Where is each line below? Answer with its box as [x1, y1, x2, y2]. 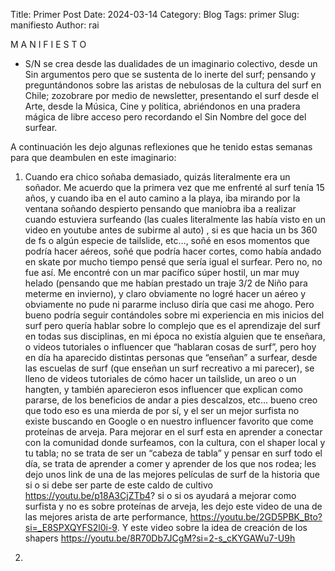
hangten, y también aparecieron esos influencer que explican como [24, 384, 304, 395]
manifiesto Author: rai [10, 19, 100, 31]
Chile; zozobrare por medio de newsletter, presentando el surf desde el [24, 90, 319, 101]
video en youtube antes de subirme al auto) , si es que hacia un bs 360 [24, 224, 318, 236]
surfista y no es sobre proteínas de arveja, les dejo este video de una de [24, 500, 323, 512]
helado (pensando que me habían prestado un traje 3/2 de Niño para [24, 277, 308, 289]
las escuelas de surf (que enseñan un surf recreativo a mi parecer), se [24, 362, 315, 374]
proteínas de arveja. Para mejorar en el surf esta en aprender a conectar [24, 426, 323, 438]
